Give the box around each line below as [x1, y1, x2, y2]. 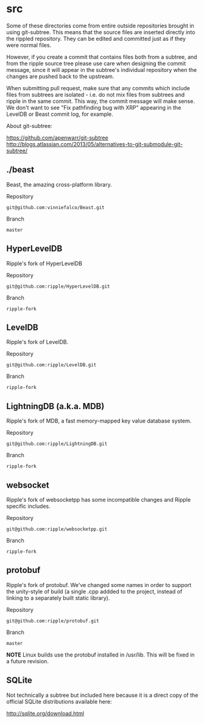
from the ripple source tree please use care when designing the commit [6, 60, 186, 67]
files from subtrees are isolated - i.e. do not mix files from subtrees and [6, 91, 185, 98]
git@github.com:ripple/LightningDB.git [6, 441, 108, 447]
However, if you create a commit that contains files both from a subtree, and [6, 53, 197, 60]
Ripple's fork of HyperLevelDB [6, 260, 82, 267]
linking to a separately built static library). [6, 594, 110, 602]
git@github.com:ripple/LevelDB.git [6, 362, 97, 368]
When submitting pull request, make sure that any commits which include [6, 84, 191, 91]
